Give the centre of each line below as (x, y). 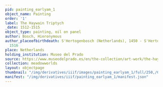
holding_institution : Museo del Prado (44, 54)
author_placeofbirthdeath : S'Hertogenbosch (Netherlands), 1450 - (73, 41)
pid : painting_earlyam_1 (30, 9)
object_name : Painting (28, 14)
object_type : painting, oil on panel (43, 32)
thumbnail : (16, 72)
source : (13, 59)
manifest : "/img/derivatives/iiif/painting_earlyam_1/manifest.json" (77, 77)
